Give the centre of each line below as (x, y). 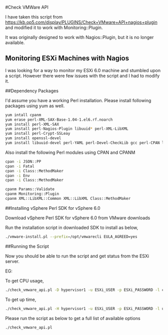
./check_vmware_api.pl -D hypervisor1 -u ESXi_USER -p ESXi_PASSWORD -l (82, 290)
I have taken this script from (34, 17)
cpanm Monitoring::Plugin (32, 194)
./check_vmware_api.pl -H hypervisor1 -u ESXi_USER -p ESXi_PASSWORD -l (82, 308)
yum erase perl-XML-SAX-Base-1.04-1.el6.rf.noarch (59, 120)
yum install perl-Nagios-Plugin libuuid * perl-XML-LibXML (67, 129)
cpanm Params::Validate (30, 189)
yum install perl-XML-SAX (32, 124)
